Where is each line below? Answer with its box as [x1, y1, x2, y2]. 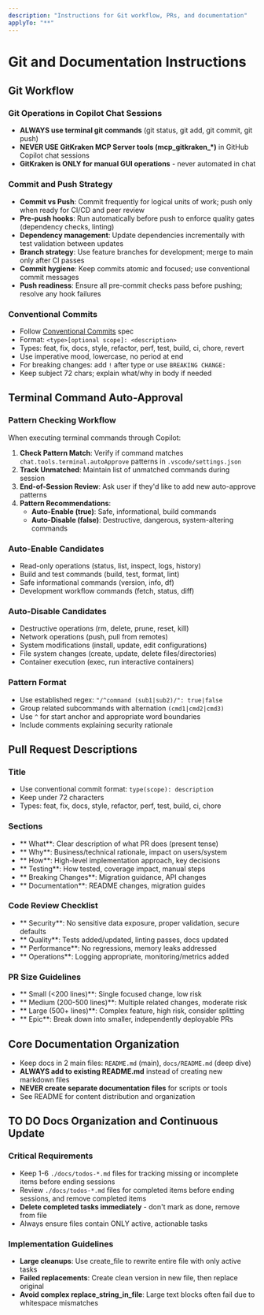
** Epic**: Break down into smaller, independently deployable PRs [19, 1015, 233, 1024]
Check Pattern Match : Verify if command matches [19, 448, 184, 457]
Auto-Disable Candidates [8, 605, 108, 617]
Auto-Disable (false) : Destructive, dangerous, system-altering [31, 515, 234, 524]
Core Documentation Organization [8, 1037, 180, 1051]
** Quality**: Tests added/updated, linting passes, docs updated [19, 935, 229, 944]
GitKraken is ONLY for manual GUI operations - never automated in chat [19, 159, 256, 169]
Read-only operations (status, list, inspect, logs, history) [19, 561, 202, 570]
